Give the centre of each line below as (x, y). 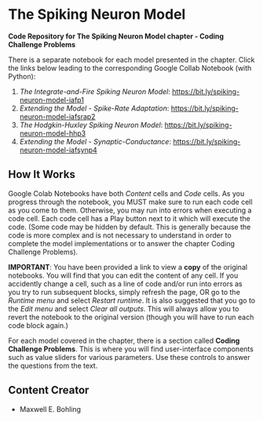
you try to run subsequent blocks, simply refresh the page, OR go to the (124, 292)
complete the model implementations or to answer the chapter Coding (122, 243)
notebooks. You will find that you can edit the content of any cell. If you (123, 275)
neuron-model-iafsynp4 (58, 150)
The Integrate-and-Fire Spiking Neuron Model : (95, 91)
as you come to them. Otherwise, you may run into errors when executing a (130, 210)
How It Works (42, 175)
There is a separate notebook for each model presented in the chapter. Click (131, 60)
